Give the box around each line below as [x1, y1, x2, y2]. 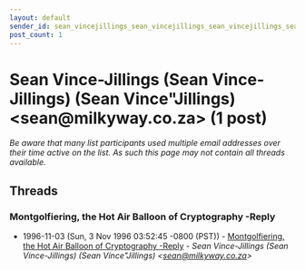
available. [9, 157, 47, 168]
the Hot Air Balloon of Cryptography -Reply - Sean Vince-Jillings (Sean [22, 241, 289, 251]
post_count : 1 [9, 30, 64, 39]
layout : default [9, 13, 71, 23]
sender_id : [9, 22, 51, 31]
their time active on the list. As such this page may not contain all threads [9, 147, 286, 159]
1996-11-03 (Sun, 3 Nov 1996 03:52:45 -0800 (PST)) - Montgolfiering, [22, 231, 285, 241]
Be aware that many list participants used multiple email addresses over [9, 138, 281, 149]
